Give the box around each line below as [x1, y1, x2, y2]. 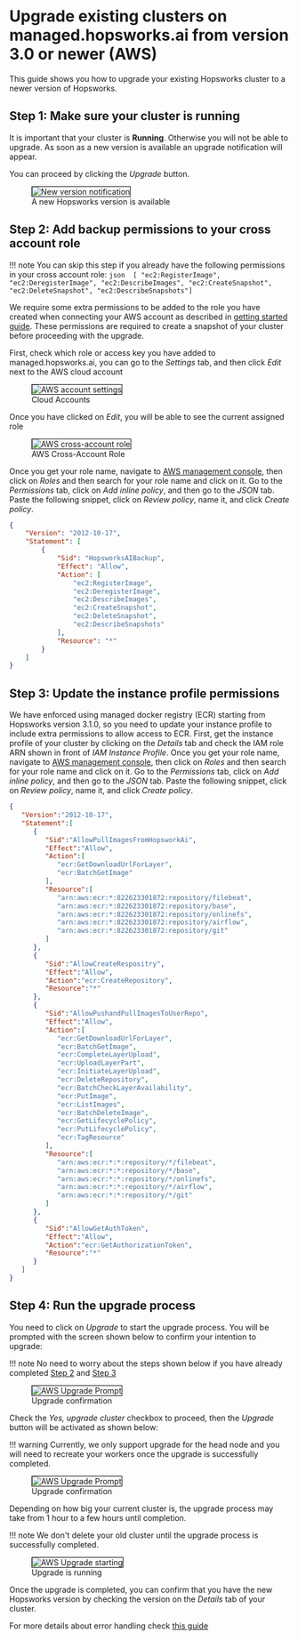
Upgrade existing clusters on [9, 6, 228, 27]
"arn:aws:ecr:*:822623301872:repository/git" [56, 927, 229, 936]
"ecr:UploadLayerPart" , [56, 1058, 145, 1068]
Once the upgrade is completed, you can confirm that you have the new [9, 1584, 273, 1595]
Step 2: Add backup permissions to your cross [9, 222, 271, 237]
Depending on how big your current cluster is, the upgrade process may [9, 1503, 274, 1514]
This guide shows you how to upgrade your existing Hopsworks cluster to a [9, 73, 286, 84]
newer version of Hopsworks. [9, 83, 117, 93]
